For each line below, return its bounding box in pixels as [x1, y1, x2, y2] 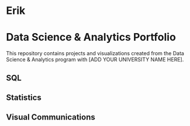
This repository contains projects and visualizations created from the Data [6, 50, 184, 57]
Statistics [6, 92, 42, 102]
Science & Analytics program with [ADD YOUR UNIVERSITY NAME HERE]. [6, 56, 184, 63]
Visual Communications [6, 112, 95, 123]
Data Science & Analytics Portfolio [6, 31, 177, 44]
